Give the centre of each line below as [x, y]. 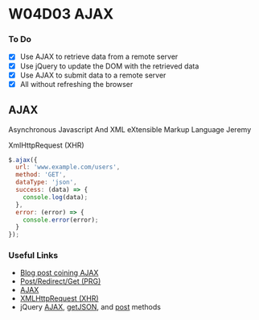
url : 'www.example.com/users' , [68, 167]
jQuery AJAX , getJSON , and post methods [90, 307]
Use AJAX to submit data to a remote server [93, 75]
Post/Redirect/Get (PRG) [60, 281]
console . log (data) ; [55, 197]
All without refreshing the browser [76, 84]
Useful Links [33, 256]
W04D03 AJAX [61, 14]
